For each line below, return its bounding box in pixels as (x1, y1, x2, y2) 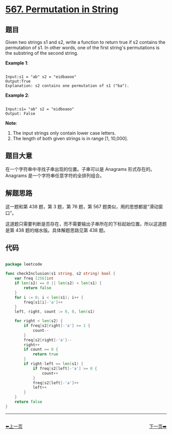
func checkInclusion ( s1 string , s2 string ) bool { (5, 271, 116, 276)
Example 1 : (5, 60, 29, 66)
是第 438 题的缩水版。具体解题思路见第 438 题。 (5, 227, 109, 233)
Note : (5, 120, 17, 126)
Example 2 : (5, 92, 30, 98)
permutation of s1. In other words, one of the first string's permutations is (5, 45, 160, 51)
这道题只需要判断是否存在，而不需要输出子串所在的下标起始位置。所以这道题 (5, 221, 167, 227)
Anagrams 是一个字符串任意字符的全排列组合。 (5, 172, 105, 179)
